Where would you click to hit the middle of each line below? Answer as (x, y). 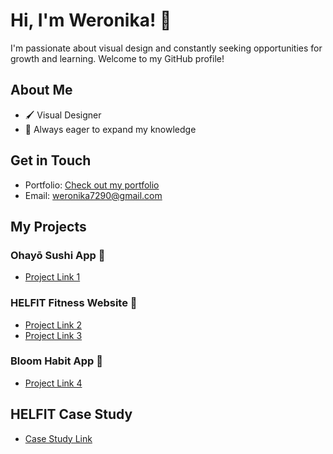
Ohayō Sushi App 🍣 (58, 255)
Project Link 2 (53, 325)
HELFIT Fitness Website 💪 (74, 303)
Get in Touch (51, 160)
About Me (41, 90)
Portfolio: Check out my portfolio (92, 185)
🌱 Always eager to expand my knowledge (110, 129)
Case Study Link (58, 438)
